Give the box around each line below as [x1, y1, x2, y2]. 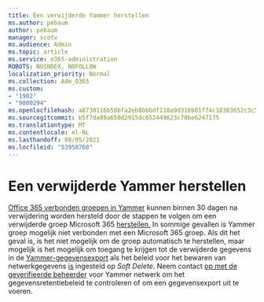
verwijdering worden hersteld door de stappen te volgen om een [8, 212, 217, 221]
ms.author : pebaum [8, 19, 68, 27]
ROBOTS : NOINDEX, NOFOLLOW [8, 63, 97, 71]
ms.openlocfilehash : [8, 107, 76, 115]
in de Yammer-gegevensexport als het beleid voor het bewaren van [8, 253, 226, 263]
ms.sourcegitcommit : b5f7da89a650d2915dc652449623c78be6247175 [8, 114, 220, 122]
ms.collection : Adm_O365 [8, 77, 90, 85]
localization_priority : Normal [8, 70, 111, 78]
